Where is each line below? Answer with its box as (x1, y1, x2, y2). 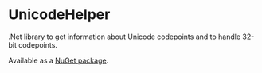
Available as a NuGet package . (8, 56, 109, 65)
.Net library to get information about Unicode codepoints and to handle (8, 32, 241, 41)
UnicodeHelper (8, 6, 111, 24)
